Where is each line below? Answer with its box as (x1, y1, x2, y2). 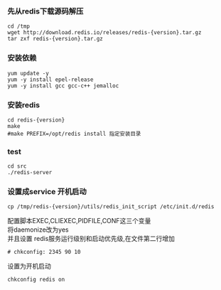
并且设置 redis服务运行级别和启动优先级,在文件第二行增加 (7, 235, 176, 243)
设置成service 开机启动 (7, 187, 87, 197)
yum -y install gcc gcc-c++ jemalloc (7, 82, 119, 90)
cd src (7, 163, 27, 170)
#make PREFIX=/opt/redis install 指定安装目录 (7, 130, 141, 137)
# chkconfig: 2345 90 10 (7, 249, 81, 256)
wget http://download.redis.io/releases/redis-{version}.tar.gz (7, 29, 202, 36)
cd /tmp (7, 23, 31, 30)
